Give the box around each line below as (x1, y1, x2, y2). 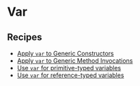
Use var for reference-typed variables (16, 71, 124, 79)
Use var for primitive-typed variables (16, 64, 122, 72)
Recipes (7, 31, 42, 43)
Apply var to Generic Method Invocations (16, 57, 133, 65)
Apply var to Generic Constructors (16, 49, 114, 57)
